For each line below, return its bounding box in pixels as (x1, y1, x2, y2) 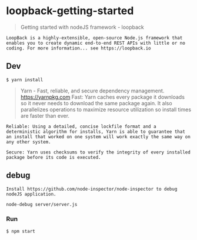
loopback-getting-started (6, 4, 134, 18)
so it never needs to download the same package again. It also (20, 99, 172, 106)
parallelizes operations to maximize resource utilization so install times (20, 106, 192, 113)
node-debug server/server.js (6, 201, 78, 207)
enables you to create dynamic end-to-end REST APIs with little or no (6, 40, 185, 46)
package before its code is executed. (6, 154, 101, 160)
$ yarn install (6, 76, 44, 83)
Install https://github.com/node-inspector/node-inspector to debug (6, 186, 178, 192)
